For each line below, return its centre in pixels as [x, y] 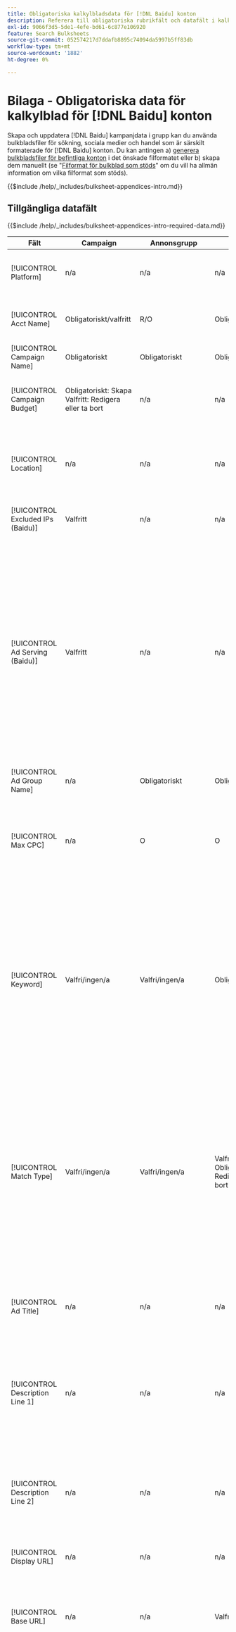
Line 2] [22, 1501]
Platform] [26, 277]
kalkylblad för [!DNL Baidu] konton [110, 115]
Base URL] [28, 1621]
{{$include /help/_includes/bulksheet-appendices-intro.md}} [95, 186]
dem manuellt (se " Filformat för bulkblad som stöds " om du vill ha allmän [112, 165]
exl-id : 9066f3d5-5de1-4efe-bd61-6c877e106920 [77, 27]
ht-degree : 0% [28, 60]
